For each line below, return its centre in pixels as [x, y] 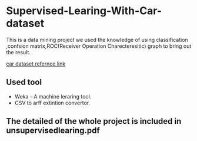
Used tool [24, 82]
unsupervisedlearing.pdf [53, 131]
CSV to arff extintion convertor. [52, 103]
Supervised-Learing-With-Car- [84, 11]
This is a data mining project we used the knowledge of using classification [97, 40]
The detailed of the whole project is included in [94, 121]
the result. [19, 52]
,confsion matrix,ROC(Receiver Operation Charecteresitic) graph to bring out [99, 46]
